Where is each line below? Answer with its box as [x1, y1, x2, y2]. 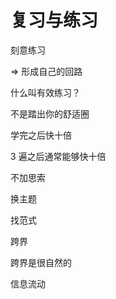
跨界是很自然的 [10, 256, 72, 268]
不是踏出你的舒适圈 [10, 107, 90, 120]
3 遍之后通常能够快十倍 [10, 150, 107, 162]
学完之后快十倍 [10, 129, 72, 141]
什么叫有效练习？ [10, 86, 81, 98]
